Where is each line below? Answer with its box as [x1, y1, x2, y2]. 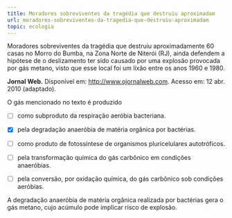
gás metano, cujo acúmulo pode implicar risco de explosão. [7, 203, 178, 211]
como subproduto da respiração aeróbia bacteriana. [17, 111, 166, 120]
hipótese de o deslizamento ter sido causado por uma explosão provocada [7, 57, 220, 65]
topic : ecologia [7, 23, 54, 30]
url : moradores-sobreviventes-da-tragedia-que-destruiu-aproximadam [7, 17, 209, 24]
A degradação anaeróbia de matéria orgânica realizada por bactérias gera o [7, 195, 224, 204]
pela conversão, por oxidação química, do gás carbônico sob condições [17, 174, 224, 183]
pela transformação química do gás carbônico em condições [17, 153, 192, 161]
